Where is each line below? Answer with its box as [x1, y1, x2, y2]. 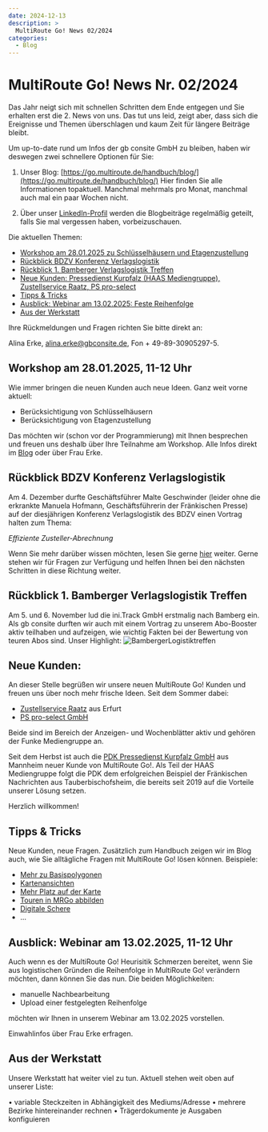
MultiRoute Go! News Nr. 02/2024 [8, 76, 238, 94]
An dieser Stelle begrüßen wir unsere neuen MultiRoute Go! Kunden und [8, 680, 246, 690]
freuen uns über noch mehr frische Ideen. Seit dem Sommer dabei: [8, 689, 230, 698]
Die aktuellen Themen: [8, 233, 82, 242]
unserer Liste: [8, 1082, 54, 1091]
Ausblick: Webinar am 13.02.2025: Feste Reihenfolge [19, 299, 194, 309]
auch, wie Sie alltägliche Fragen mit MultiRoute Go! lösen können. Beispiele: [8, 854, 258, 864]
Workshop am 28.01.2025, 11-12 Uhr [8, 362, 192, 375]
